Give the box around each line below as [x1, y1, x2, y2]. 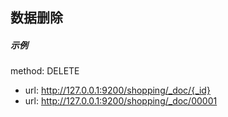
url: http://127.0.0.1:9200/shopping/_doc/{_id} [24, 84, 211, 97]
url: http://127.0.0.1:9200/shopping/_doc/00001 [24, 95, 218, 107]
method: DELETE [10, 65, 80, 77]
